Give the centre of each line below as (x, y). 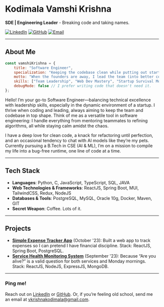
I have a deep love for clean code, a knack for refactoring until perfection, (79, 135)
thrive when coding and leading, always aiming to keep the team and (74, 110)
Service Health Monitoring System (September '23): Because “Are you (84, 256)
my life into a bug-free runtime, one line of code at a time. (63, 151)
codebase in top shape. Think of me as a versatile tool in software (71, 115)
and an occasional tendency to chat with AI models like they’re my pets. (77, 140)
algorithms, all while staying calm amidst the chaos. (57, 126)
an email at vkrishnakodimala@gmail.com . (47, 299)
